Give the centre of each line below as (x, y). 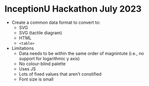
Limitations (23, 48)
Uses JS (27, 69)
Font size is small (36, 79)
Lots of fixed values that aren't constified (60, 74)
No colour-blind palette (42, 64)
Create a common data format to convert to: (56, 22)
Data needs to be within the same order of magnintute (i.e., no (82, 53)
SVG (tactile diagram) (41, 33)
